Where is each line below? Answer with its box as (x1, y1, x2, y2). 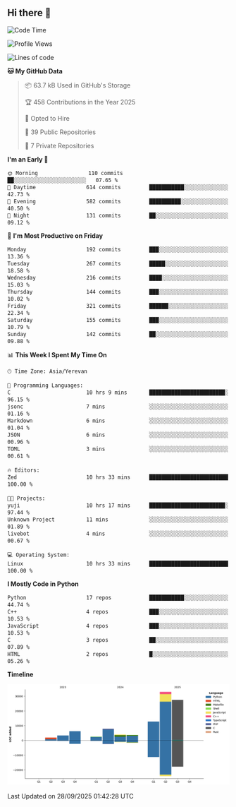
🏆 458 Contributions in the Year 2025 (24, 97, 136, 106)
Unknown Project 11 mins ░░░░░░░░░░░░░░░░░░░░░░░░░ (7, 516, 229, 523)
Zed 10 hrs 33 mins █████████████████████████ (7, 474, 229, 481)
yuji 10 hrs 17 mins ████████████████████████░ (7, 502, 229, 509)
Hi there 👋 (7, 7, 51, 19)
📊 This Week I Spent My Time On (7, 350, 107, 359)
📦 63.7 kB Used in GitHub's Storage (24, 80, 131, 89)
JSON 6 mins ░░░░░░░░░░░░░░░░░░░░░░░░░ (7, 431, 229, 438)
